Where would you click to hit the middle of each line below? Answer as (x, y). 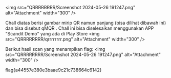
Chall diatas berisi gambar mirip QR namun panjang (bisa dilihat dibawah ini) (86, 23)
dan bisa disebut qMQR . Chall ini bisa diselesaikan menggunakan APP (80, 28)
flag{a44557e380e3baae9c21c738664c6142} (54, 70)
